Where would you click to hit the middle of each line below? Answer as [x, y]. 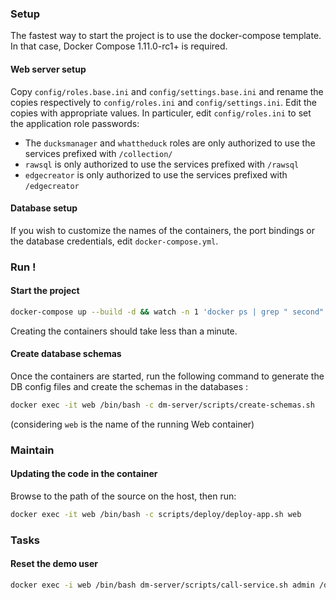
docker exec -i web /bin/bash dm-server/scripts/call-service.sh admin [162, 585]
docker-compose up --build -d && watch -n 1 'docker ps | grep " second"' [169, 312]
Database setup [44, 208]
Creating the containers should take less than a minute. [124, 331]
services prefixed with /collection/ [98, 153]
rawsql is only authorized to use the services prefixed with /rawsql [162, 164]
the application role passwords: [75, 123]
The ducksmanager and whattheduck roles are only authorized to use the [170, 143]
